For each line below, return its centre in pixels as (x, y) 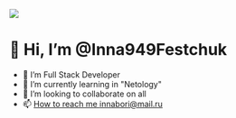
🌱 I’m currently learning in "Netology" (92, 84)
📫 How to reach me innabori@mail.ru (92, 104)
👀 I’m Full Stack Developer (71, 74)
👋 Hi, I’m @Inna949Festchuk (118, 50)
